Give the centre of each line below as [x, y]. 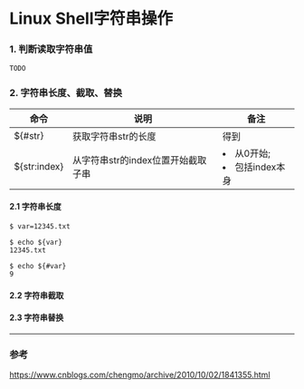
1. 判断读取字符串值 [51, 49]
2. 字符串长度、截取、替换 [66, 93]
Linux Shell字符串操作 [91, 19]
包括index [256, 167]
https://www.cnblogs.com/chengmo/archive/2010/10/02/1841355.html [140, 375]
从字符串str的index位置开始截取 [139, 160]
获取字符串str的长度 [114, 136]
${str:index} [39, 166]
